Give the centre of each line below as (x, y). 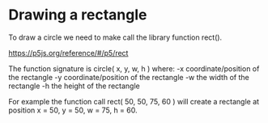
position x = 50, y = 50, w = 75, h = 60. (73, 110)
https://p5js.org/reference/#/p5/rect (68, 53)
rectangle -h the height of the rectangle (74, 86)
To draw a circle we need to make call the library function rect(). (115, 37)
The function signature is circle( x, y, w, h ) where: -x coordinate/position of (134, 68)
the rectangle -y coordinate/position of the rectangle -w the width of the (129, 77)
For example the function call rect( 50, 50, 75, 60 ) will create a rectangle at (134, 101)
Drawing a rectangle (78, 15)
